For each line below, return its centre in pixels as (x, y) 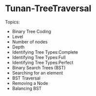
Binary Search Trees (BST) (39, 67)
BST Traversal (26, 78)
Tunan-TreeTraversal (48, 9)
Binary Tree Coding (31, 31)
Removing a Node (30, 83)
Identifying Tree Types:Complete (45, 52)
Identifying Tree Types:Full (39, 57)
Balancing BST (27, 88)
